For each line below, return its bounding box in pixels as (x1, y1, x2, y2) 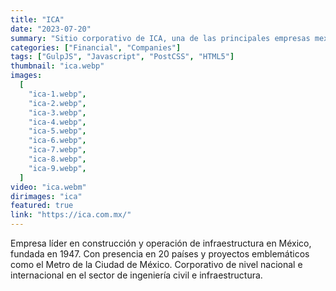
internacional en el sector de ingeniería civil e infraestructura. (10, 269, 263, 281)
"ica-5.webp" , (28, 126, 87, 136)
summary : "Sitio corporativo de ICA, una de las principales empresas (10, 33, 311, 43)
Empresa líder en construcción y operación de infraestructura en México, (10, 237, 312, 249)
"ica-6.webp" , (28, 136, 87, 146)
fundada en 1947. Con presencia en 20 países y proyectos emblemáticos (10, 248, 310, 260)
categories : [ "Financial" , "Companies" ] (10, 42, 182, 53)
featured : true (10, 201, 74, 211)
